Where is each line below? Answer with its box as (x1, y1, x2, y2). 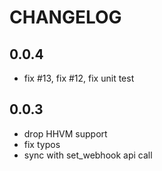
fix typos (23, 138, 61, 150)
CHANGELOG (9, 6, 122, 29)
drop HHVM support (23, 127, 108, 140)
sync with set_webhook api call (23, 149, 153, 161)
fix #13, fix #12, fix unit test (23, 72, 135, 84)
